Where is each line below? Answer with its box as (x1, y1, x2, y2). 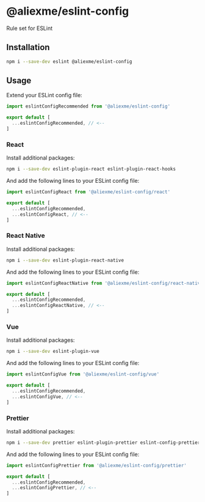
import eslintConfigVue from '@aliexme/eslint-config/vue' (6, 371, 160, 377)
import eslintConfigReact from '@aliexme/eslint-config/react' (6, 189, 171, 195)
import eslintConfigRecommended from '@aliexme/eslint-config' (6, 103, 171, 109)
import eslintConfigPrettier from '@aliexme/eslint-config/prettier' (6, 462, 187, 468)
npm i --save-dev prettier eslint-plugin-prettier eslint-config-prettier (6, 439, 201, 446)
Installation (6, 42, 50, 53)
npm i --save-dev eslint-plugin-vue (6, 349, 99, 355)
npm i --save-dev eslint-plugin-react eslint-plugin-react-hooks (6, 166, 176, 172)
